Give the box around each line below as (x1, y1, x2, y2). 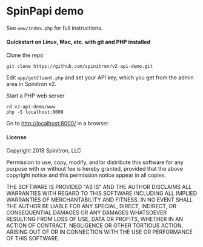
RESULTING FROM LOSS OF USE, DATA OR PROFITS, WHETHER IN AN (6, 216, 184, 223)
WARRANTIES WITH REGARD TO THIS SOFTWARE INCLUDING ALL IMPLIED (6, 189, 198, 197)
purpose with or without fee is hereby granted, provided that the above (6, 165, 184, 173)
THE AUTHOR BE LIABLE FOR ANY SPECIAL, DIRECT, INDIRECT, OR (6, 203, 177, 210)
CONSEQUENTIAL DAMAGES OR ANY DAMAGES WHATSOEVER (6, 209, 167, 216)
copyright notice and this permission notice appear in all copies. (6, 171, 167, 179)
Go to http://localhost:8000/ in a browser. (6, 120, 110, 127)
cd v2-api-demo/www (6, 104, 56, 110)
